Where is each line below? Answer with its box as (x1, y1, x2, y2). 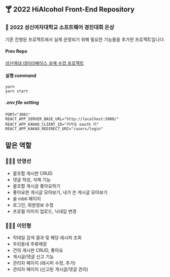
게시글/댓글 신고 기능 (12, 254, 54, 260)
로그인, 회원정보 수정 (12, 202, 54, 208)
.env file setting (5, 99, 39, 105)
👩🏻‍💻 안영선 (5, 157, 31, 165)
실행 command (5, 72, 37, 78)
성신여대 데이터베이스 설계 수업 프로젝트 (5, 60, 84, 66)
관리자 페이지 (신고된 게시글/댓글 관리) (12, 266, 88, 272)
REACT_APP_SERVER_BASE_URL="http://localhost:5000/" (5, 116, 119, 122)
